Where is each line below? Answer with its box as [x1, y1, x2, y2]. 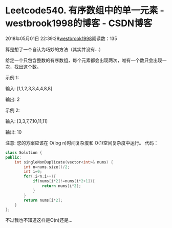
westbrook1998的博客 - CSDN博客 [5, 17, 153, 29]
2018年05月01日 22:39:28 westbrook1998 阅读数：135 [5, 35, 117, 42]
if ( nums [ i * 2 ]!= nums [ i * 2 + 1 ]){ [32, 179, 95, 184]
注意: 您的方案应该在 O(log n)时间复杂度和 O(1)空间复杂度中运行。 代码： [5, 139, 159, 146]
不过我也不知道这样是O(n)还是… [5, 217, 73, 223]
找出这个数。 [14, 64, 41, 70]
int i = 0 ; [24, 169, 42, 174]
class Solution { [5, 150, 42, 155]
